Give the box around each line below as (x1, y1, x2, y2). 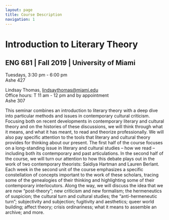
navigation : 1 (5, 17, 35, 22)
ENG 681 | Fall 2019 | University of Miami (5, 59, 136, 67)
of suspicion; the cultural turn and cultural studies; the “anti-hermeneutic (5, 193, 157, 199)
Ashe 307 (5, 98, 25, 104)
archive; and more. (5, 209, 45, 215)
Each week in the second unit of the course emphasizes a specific (5, 167, 144, 173)
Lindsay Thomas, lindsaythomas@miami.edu (5, 87, 99, 93)
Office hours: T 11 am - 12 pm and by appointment (5, 92, 109, 98)
